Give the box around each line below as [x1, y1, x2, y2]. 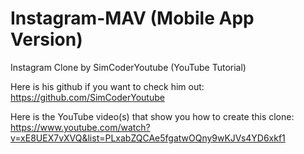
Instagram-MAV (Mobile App [10, 7, 255, 30]
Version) [10, 28, 83, 51]
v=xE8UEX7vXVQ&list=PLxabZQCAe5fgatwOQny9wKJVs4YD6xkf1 [10, 132, 286, 144]
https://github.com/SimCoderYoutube [10, 91, 165, 103]
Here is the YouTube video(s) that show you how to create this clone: [10, 110, 295, 122]
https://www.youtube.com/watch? [10, 121, 151, 133]
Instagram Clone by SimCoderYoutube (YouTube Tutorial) [10, 61, 247, 73]
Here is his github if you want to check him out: [10, 80, 205, 92]
